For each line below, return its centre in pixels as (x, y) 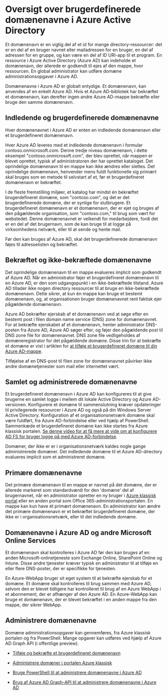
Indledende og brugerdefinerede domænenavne (82, 118)
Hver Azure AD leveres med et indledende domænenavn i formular (74, 145)
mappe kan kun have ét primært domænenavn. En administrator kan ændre (83, 506)
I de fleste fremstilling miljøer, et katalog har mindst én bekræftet (72, 192)
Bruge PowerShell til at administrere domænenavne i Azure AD (77, 672)
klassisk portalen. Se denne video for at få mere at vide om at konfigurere (81, 431)
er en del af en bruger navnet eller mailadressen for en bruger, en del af (79, 50)
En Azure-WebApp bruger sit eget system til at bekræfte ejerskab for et (79, 578)
